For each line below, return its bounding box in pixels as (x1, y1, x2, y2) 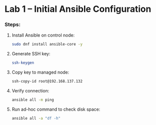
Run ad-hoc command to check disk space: (11, 106, 100, 112)
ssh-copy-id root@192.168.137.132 (11, 79, 83, 84)
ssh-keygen (11, 60, 34, 65)
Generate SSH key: (11, 51, 50, 57)
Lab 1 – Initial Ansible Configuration (4, 3, 152, 15)
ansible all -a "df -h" (11, 116, 61, 121)
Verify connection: (11, 88, 50, 94)
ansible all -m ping (11, 97, 54, 102)
